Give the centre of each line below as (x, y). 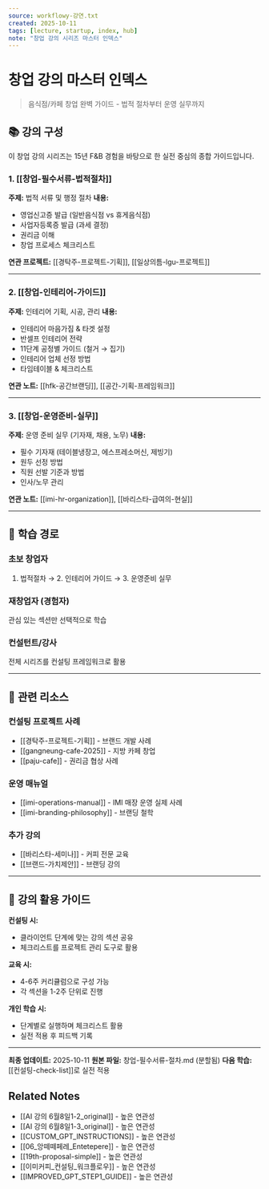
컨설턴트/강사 (33, 643)
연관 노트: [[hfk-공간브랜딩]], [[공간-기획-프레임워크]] (92, 385)
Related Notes (44, 1096)
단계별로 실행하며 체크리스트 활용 (71, 1026)
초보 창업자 (28, 559)
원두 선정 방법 (41, 461)
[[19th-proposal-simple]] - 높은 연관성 (81, 1157)
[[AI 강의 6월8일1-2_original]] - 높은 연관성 (87, 1117)
